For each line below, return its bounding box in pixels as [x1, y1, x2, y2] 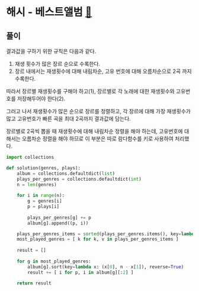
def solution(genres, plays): [6, 165, 81, 171]
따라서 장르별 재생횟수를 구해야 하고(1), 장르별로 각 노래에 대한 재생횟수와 [6, 88, 175, 95]
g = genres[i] [27, 198, 62, 204]
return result [17, 280, 52, 286]
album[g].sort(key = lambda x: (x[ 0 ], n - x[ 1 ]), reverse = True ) [27, 264, 184, 270]
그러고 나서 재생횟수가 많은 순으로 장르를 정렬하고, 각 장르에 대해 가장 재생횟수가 [6, 108, 191, 114]
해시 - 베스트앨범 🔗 [6, 5, 92, 19]
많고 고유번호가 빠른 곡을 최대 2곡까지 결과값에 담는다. [6, 115, 131, 122]
